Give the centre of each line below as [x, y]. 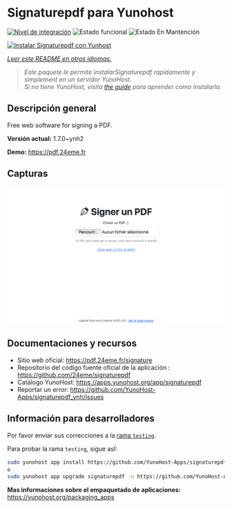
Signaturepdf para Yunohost [90, 13]
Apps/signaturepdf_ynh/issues [60, 397]
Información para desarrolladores [81, 418]
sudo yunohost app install [46, 462]
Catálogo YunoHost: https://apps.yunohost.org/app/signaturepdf [109, 382]
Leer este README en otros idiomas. [59, 58]
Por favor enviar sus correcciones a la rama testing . [82, 435]
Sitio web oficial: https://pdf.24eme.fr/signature [85, 360]
